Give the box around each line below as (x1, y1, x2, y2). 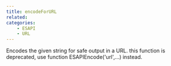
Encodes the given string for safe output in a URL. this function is (6, 47, 166, 54)
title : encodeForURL (6, 8, 58, 15)
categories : (6, 20, 36, 26)
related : (6, 14, 28, 20)
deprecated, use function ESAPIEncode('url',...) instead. (6, 54, 142, 61)
